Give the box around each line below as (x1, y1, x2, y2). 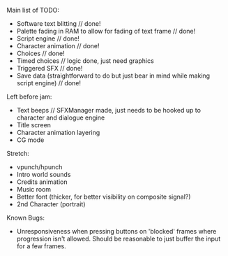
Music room (16, 185, 52, 193)
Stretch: (6, 150, 29, 157)
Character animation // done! (16, 42, 100, 50)
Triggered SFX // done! (16, 64, 83, 72)
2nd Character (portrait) (16, 200, 86, 208)
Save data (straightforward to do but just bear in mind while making (16, 71, 211, 80)
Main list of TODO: (6, 6, 60, 14)
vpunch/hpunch (16, 163, 63, 171)
